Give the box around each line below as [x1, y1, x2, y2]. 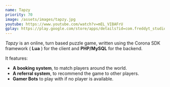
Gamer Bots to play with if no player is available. [12, 76, 114, 82]
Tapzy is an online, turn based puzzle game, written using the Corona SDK [5, 40, 161, 46]
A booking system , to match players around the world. [12, 65, 127, 71]
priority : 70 [5, 12, 33, 17]
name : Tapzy [5, 7, 30, 13]
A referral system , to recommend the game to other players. [12, 70, 139, 76]
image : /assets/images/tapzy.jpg [5, 17, 76, 22]
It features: [5, 55, 28, 61]
